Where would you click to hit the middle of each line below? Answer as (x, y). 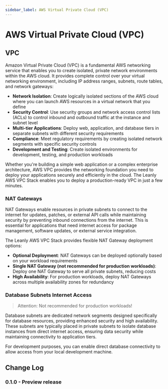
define (19, 107)
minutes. (14, 185)
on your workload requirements (45, 260)
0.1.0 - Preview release (33, 382)
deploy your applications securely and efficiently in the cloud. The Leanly (81, 175)
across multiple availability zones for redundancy (63, 282)
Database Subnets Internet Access (48, 295)
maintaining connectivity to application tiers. (51, 337)
